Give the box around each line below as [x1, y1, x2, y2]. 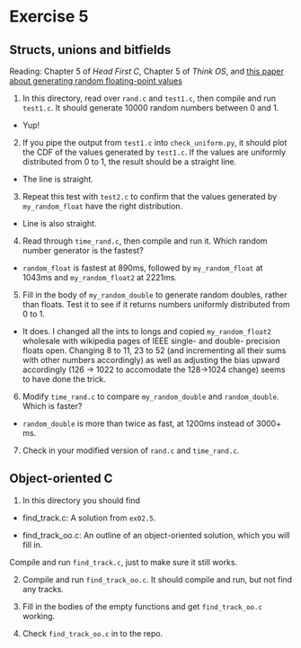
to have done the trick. [22, 374, 106, 384]
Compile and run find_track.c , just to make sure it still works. [9, 556, 238, 567]
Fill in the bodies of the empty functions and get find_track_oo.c [22, 600, 263, 612]
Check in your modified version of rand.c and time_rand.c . [22, 445, 240, 456]
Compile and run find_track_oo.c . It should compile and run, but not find [22, 573, 293, 585]
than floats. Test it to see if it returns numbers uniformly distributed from [22, 299, 290, 309]
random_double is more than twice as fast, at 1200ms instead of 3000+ [22, 418, 281, 429]
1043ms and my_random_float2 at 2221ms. [22, 272, 178, 282]
